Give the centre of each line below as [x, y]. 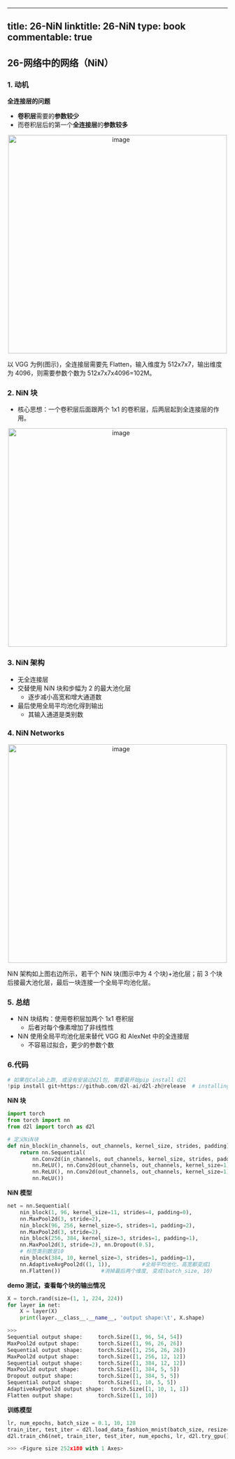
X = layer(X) [39, 1311]
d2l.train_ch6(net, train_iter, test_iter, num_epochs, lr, [97, 1436]
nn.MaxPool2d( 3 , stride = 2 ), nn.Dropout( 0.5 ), [87, 1245]
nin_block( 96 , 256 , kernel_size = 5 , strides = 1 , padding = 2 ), [108, 1225]
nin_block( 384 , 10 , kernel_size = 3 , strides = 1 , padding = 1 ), [108, 1258]
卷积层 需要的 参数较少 [48, 116]
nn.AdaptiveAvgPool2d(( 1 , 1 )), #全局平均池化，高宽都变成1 [115, 1264]
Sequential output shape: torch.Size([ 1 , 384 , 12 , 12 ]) [97, 1363]
